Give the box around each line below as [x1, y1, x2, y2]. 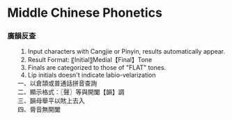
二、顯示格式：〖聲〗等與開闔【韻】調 [17, 88, 125, 96]
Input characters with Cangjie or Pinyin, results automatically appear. [27, 47, 225, 56]
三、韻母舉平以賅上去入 [17, 96, 85, 105]
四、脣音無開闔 [17, 105, 61, 114]
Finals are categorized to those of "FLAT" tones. [27, 63, 167, 72]
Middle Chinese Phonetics [7, 5, 162, 21]
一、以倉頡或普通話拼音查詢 [17, 79, 98, 88]
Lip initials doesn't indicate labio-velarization [27, 71, 156, 80]
